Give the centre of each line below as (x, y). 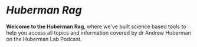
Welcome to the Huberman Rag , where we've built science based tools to (96, 26)
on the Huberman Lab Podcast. (44, 39)
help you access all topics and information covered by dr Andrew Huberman (99, 32)
